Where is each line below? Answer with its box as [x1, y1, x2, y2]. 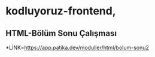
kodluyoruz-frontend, [5, 4, 116, 18]
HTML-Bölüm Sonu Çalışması [5, 28, 117, 38]
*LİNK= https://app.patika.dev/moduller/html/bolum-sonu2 [5, 44, 149, 51]
